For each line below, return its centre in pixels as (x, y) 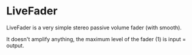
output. (15, 45)
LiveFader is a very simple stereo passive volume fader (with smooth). (94, 27)
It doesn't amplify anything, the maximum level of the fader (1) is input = (96, 39)
